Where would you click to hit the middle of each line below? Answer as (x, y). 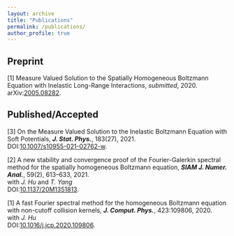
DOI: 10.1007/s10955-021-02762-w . (57, 146)
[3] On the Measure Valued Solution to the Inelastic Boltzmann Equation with (117, 131)
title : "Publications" (40, 20)
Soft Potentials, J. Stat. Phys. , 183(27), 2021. (72, 139)
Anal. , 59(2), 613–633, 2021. (48, 174)
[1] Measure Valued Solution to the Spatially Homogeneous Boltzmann (108, 78)
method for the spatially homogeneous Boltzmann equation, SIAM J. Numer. (117, 167)
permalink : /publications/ (46, 26)
